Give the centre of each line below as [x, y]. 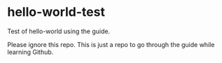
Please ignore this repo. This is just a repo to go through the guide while [111, 44]
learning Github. [30, 52]
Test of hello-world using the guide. [59, 31]
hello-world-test [56, 12]
